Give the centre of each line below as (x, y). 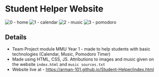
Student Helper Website (54, 9)
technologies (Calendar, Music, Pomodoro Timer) (61, 54)
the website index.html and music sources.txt (58, 64)
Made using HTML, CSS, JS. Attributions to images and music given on (83, 59)
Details (16, 37)
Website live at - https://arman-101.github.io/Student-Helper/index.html (83, 69)
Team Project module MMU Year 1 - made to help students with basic (81, 49)
